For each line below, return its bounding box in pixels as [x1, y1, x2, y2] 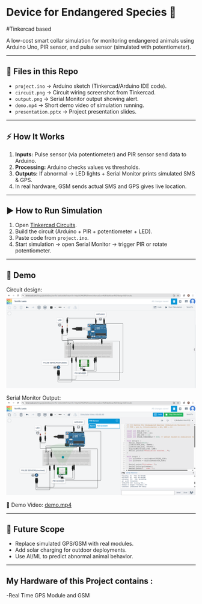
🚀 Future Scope [6, 524, 65, 534]
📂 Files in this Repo [6, 66, 78, 77]
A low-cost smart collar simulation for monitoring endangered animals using [6, 37, 194, 44]
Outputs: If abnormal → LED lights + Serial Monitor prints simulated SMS [14, 169, 195, 177]
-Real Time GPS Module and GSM [6, 592, 90, 599]
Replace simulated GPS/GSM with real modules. [14, 540, 134, 548]
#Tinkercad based [6, 25, 52, 32]
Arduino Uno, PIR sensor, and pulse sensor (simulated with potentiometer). [6, 43, 191, 50]
